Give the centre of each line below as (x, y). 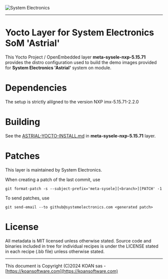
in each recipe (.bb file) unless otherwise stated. (55, 251)
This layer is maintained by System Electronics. (54, 169)
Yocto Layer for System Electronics (80, 33)
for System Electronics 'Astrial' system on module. (58, 67)
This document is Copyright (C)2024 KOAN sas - (55, 265)
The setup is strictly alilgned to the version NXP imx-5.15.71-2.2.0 (72, 101)
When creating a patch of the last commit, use (53, 179)
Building (23, 122)
